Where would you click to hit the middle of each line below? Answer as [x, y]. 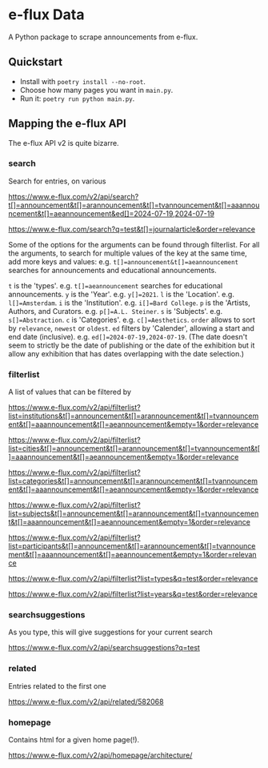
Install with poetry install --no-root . [82, 81]
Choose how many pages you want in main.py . [96, 90]
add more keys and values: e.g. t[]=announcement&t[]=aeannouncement [124, 261]
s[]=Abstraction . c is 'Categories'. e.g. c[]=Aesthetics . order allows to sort [132, 320]
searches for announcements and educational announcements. [113, 270]
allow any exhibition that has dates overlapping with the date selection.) [126, 353]
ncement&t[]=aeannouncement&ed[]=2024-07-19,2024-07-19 [111, 213]
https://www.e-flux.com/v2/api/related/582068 [86, 702]
